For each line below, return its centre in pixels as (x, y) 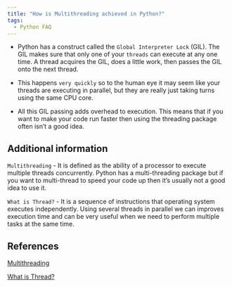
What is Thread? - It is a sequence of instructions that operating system (111, 202)
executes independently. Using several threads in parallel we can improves (116, 209)
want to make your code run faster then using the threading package (117, 119)
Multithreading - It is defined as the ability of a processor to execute (107, 165)
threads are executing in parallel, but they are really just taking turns (116, 90)
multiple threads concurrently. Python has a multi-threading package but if (115, 173)
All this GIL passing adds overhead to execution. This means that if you (120, 111)
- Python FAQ (33, 27)
